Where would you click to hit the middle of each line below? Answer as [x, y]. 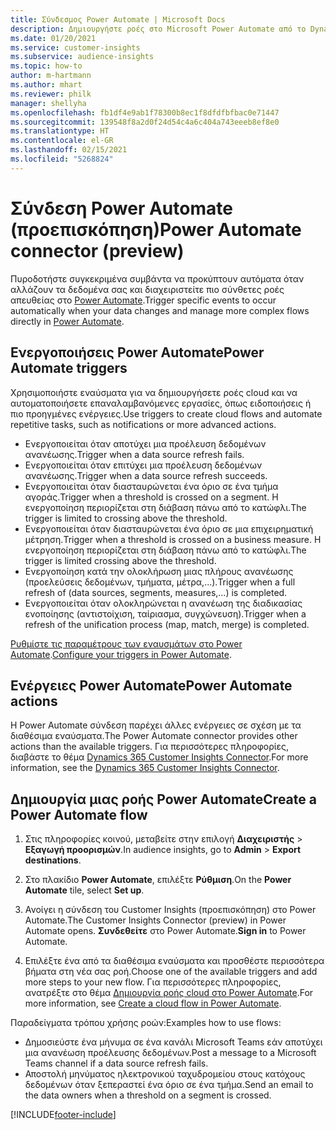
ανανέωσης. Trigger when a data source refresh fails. [134, 454]
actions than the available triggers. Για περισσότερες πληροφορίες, [150, 747]
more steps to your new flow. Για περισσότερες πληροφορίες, [153, 982]
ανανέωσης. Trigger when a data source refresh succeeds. [146, 475]
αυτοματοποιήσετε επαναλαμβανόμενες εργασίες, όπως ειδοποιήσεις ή [161, 403]
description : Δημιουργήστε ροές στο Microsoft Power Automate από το [158, 29]
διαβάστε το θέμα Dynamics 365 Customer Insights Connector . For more [159, 757]
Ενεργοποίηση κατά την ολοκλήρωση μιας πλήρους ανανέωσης [159, 571]
